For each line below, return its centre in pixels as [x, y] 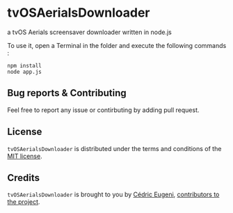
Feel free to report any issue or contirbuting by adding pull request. [103, 110]
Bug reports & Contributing [67, 93]
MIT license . [25, 156]
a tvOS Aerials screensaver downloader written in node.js [90, 32]
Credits [24, 178]
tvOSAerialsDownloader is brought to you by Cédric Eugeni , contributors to [113, 195]
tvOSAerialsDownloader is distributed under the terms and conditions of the [114, 148]
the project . [24, 202]
